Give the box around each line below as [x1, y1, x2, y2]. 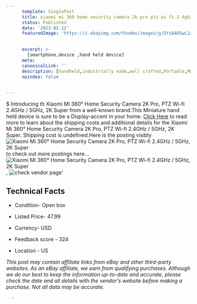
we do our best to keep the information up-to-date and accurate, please [6, 271, 181, 278]
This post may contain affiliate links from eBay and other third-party [6, 258, 172, 265]
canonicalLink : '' [21, 63, 67, 69]
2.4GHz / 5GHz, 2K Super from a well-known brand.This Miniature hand [6, 107, 180, 114]
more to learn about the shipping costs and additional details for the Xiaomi [6, 119, 188, 126]
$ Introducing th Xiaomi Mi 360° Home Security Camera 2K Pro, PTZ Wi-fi [6, 100, 185, 107]
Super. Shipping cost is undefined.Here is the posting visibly [6, 131, 152, 139]
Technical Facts [6, 186, 66, 196]
